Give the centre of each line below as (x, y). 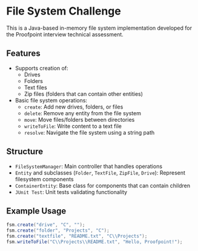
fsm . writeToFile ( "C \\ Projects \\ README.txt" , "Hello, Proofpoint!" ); (94, 242)
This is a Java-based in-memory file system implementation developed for (99, 28)
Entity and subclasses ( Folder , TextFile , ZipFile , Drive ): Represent (100, 172)
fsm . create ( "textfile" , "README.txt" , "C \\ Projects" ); (77, 236)
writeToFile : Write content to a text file (73, 126)
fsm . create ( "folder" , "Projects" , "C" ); (58, 231)
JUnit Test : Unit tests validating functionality (71, 192)
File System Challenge (64, 11)
